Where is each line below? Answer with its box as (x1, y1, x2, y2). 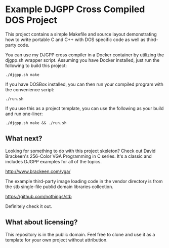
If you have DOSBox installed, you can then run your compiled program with (5, 81, 163, 87)
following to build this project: (5, 62, 67, 68)
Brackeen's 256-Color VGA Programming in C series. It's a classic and (5, 153, 152, 159)
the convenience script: (5, 86, 55, 92)
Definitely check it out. (5, 203, 52, 209)
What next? (5, 134, 43, 143)
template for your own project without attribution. (5, 237, 108, 243)
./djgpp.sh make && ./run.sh (5, 120, 67, 125)
